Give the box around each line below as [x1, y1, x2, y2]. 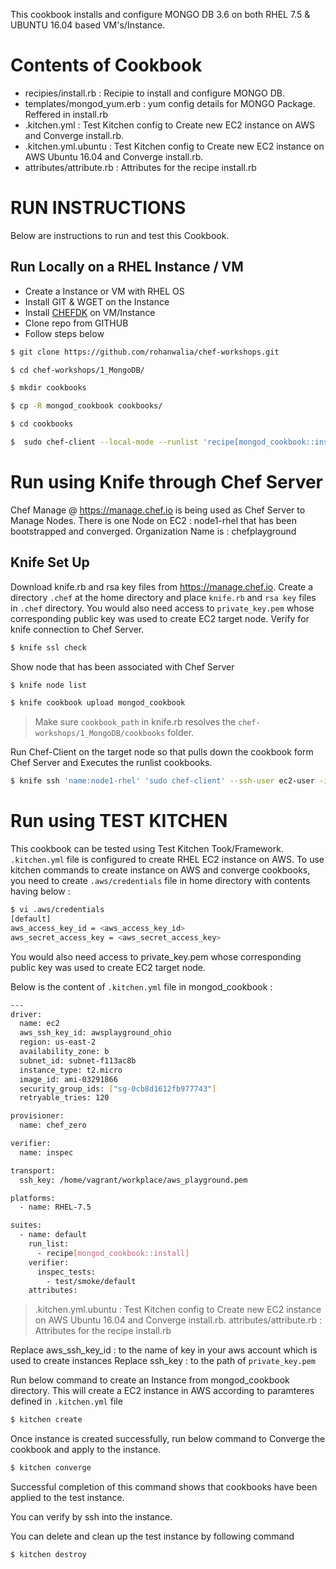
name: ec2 [19, 1019, 60, 1029]
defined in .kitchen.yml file [10, 1395, 123, 1408]
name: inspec [19, 1147, 74, 1158]
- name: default [19, 1230, 87, 1240]
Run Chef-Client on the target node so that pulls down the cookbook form [10, 746, 314, 758]
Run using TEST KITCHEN [10, 810, 228, 833]
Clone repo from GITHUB [24, 317, 129, 329]
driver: [10, 1009, 43, 1019]
